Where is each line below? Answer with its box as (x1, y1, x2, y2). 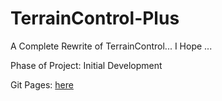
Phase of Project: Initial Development (10, 59, 163, 71)
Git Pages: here (10, 78, 74, 91)
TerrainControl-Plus (10, 7, 180, 30)
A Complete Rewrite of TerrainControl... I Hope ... (10, 40, 213, 52)
